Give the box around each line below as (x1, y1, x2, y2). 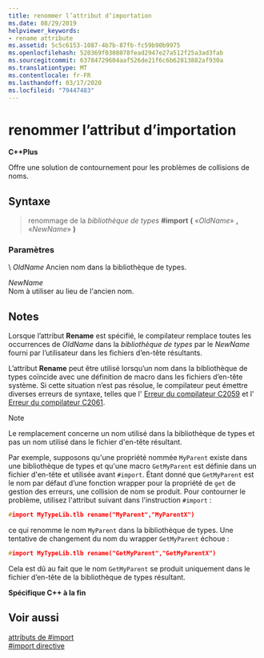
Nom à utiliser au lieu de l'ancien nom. (8, 286, 134, 297)
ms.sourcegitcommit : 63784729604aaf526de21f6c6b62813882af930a (8, 57, 224, 65)
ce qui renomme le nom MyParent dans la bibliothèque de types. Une (8, 526, 234, 535)
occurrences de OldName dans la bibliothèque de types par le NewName (8, 340, 250, 349)
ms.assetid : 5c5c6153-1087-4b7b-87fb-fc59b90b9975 (8, 42, 181, 50)
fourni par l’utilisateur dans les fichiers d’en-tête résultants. (8, 348, 202, 357)
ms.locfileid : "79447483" (8, 86, 94, 95)
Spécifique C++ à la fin (8, 587, 86, 597)
